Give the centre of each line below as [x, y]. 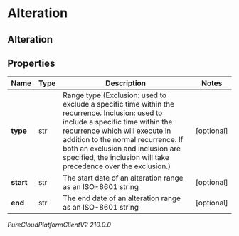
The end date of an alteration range [122, 198]
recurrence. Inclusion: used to [113, 113]
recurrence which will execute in [117, 131]
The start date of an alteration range [123, 178]
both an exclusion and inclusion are [122, 149]
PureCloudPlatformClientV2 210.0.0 [59, 225]
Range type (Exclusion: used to [115, 95]
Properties [31, 63]
